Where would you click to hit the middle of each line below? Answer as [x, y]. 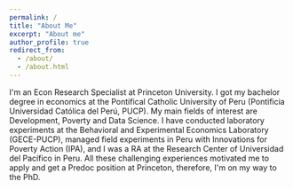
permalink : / [33, 17]
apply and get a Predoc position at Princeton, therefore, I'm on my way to [143, 167]
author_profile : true [49, 42]
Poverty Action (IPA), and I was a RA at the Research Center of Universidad [146, 148]
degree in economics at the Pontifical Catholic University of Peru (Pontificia [147, 101]
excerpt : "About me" [48, 34]
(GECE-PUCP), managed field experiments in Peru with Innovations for [139, 139]
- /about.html [43, 67]
